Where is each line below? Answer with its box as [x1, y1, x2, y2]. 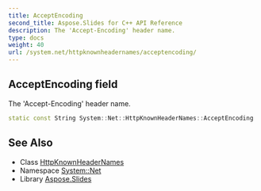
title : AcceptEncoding [8, 11, 83, 20]
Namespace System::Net [19, 166, 102, 175]
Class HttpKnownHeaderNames [19, 157, 125, 166]
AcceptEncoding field [8, 78, 118, 91]
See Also [8, 136, 53, 150]
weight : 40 [8, 41, 44, 49]
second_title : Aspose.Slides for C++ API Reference [8, 19, 182, 27]
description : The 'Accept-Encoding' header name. [8, 26, 176, 34]
